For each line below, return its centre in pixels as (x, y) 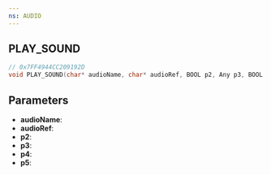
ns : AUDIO (25, 16)
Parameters (39, 100)
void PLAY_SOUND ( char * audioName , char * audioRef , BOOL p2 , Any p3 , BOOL (136, 75)
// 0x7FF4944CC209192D (47, 67)
